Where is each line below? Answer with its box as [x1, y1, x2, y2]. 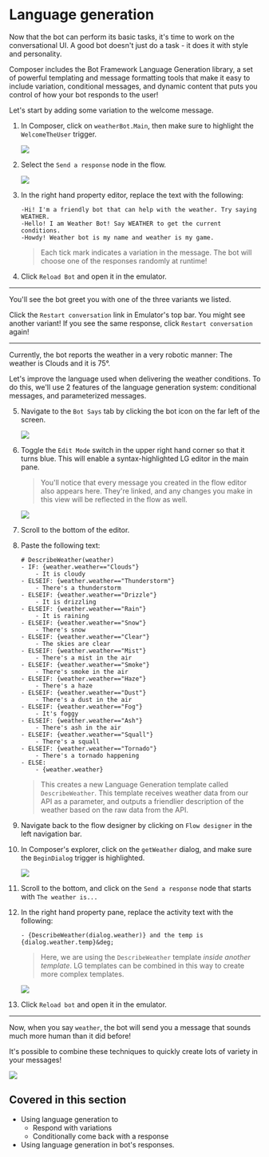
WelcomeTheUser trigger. [20, 129, 97, 139]
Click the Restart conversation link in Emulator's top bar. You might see [9, 310, 246, 319]
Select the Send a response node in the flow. [20, 160, 167, 169]
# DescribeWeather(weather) [20, 556, 114, 564]
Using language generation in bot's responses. [20, 1139, 175, 1149]
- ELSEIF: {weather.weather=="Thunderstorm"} [20, 577, 175, 584]
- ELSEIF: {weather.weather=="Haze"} [20, 675, 147, 683]
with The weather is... [20, 892, 98, 901]
